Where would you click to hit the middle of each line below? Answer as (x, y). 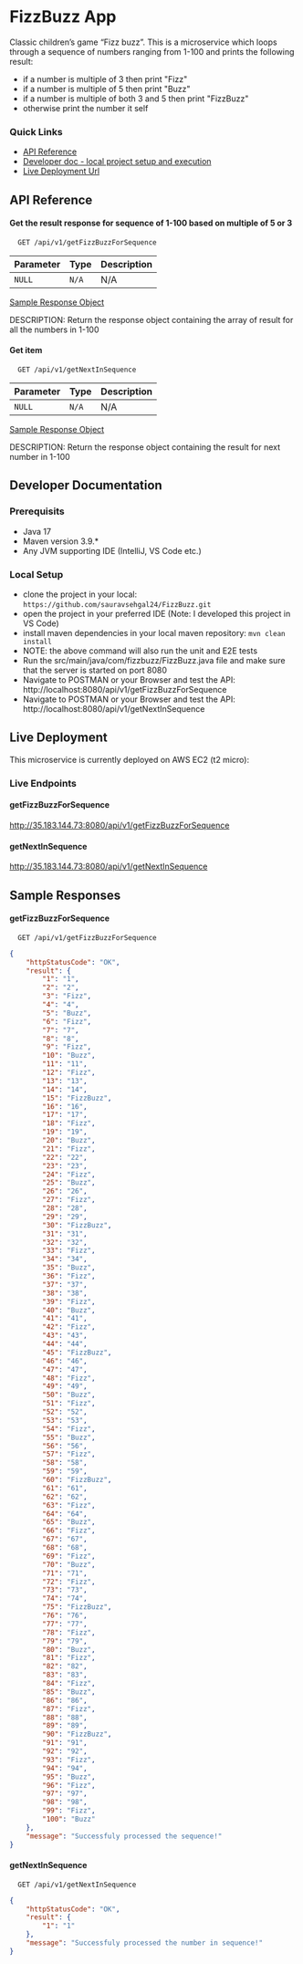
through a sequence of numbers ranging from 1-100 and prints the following (152, 51)
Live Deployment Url (61, 172)
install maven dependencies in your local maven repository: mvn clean (154, 633)
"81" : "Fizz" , (69, 1658)
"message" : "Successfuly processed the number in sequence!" (144, 1943)
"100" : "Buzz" (69, 1819)
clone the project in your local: (80, 594)
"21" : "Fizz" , (69, 1149)
